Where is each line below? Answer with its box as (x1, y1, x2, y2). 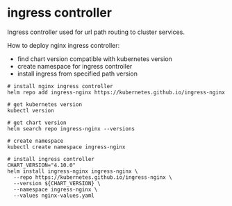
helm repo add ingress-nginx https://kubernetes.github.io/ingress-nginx (7, 89, 226, 96)
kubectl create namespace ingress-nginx (7, 144, 126, 151)
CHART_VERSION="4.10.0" (7, 162, 76, 169)
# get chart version (7, 119, 67, 126)
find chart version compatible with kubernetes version (17, 54, 172, 63)
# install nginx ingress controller (7, 83, 113, 89)
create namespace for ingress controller (17, 62, 133, 70)
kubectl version (7, 107, 54, 114)
